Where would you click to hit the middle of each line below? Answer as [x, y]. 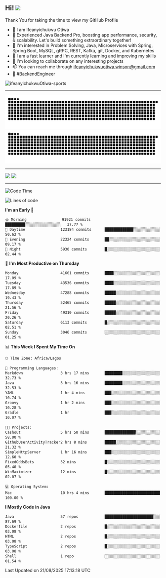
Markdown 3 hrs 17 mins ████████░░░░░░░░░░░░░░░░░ [83, 373]
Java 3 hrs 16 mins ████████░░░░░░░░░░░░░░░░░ [83, 383]
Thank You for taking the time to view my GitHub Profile [62, 20]
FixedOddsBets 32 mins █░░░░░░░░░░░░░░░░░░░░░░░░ [83, 462]
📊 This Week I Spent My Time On [40, 347]
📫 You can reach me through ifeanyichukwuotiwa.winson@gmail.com [84, 67]
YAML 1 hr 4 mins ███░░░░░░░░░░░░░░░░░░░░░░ [83, 393]
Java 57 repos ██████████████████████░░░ [83, 517]
